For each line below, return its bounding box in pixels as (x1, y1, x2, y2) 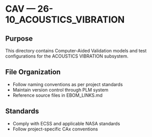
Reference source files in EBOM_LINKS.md (12, 92, 103, 98)
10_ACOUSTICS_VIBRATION (5, 14, 125, 25)
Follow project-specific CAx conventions (12, 126, 98, 132)
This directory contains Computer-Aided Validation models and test (5, 48, 147, 53)
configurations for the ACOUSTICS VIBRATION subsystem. (5, 53, 129, 59)
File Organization (5, 68, 61, 76)
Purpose (5, 34, 33, 43)
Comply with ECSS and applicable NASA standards (12, 120, 120, 126)
